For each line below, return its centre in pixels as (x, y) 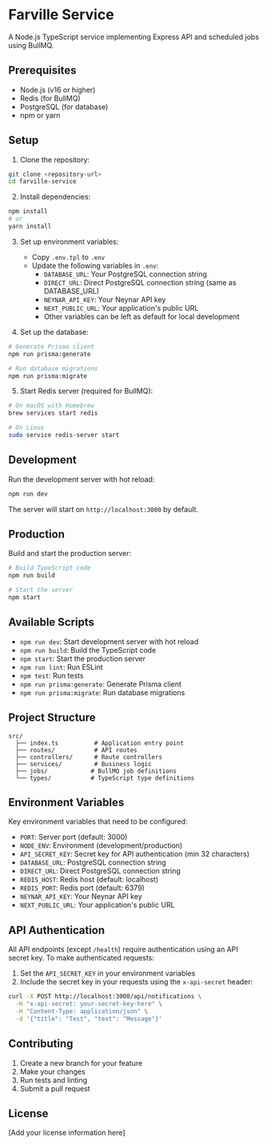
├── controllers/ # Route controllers (89, 757)
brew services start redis (53, 413)
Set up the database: (54, 332)
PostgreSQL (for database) (64, 106)
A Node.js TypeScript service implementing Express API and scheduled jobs (134, 37)
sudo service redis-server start (64, 435)
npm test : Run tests (52, 675)
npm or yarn (40, 115)
